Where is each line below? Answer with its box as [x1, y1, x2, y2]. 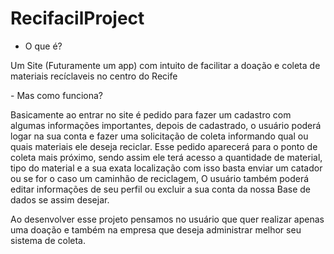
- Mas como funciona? [10, 89, 104, 101]
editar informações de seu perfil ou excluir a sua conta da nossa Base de [10, 183, 312, 195]
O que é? [24, 40, 63, 52]
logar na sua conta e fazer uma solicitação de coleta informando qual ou [10, 130, 309, 142]
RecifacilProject [10, 7, 145, 30]
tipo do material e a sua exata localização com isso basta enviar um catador [10, 162, 323, 174]
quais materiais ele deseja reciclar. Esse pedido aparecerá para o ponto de [10, 140, 318, 152]
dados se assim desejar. [10, 193, 110, 206]
